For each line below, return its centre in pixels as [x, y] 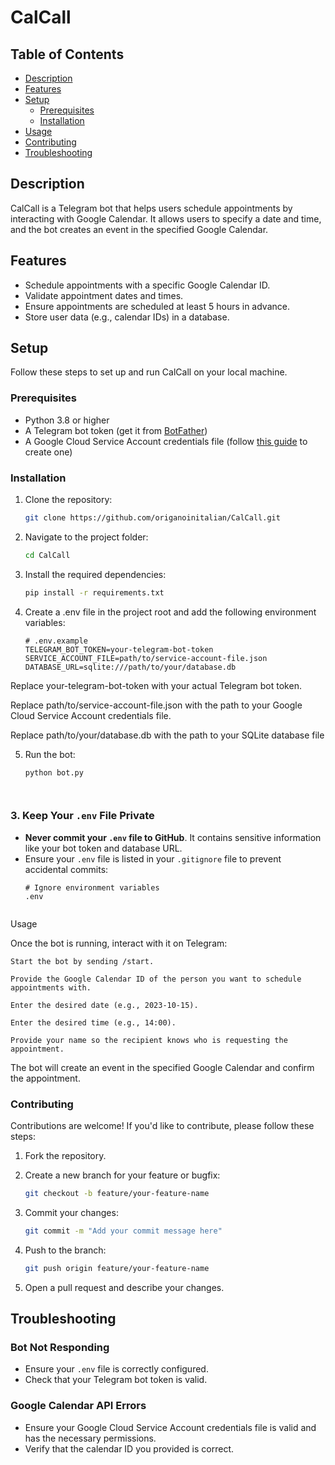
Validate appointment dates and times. [104, 295]
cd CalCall [47, 555]
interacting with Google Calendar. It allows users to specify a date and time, [166, 218]
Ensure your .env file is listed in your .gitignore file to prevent [153, 858]
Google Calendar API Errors [78, 1406]
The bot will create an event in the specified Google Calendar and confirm [162, 1067]
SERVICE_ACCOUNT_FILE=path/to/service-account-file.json [146, 658]
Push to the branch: [65, 1250]
